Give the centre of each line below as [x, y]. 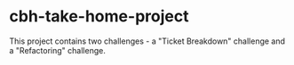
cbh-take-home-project [99, 16]
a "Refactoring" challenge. [58, 50]
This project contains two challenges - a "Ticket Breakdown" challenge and [147, 41]
